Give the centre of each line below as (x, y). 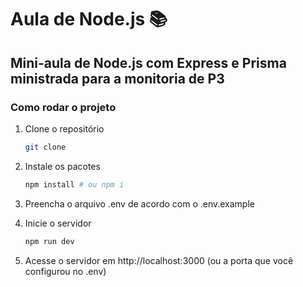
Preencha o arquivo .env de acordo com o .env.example (139, 203)
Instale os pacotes (62, 166)
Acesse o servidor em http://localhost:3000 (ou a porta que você (159, 260)
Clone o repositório (64, 128)
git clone (45, 147)
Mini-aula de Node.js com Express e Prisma (148, 62)
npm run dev (49, 241)
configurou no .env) (65, 271)
